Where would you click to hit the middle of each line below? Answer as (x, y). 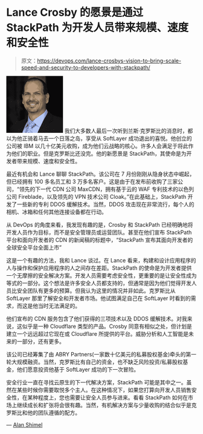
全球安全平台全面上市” (34, 247)
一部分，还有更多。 (40, 341)
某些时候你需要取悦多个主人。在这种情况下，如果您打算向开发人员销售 (104, 390)
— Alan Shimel (24, 424)
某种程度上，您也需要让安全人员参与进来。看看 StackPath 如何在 (108, 397)
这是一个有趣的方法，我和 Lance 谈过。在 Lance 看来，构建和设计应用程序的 (101, 260)
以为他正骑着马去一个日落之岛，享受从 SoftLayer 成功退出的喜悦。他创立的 (99, 138)
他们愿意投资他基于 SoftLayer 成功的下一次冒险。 (78, 369)
